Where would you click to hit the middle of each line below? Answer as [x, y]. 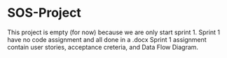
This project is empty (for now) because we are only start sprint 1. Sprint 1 [114, 32]
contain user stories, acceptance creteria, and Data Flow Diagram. [103, 47]
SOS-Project [44, 13]
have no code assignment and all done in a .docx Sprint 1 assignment [107, 39]
